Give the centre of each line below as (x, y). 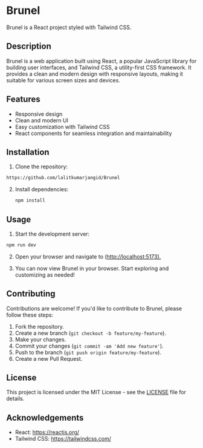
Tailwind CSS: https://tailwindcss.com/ (63, 439)
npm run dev (21, 245)
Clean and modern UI (41, 120)
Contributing (31, 294)
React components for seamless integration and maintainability (93, 133)
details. (15, 399)
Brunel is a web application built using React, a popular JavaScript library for (101, 61)
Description (29, 46)
